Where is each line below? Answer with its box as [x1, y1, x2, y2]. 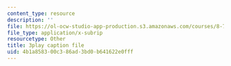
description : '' [7, 16, 54, 23]
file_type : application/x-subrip [7, 29, 103, 36]
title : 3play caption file [7, 42, 85, 49]
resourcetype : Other [7, 36, 67, 43]
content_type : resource [7, 10, 76, 17]
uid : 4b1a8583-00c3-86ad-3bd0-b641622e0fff [7, 49, 134, 56]
